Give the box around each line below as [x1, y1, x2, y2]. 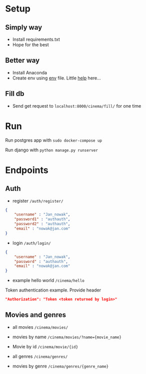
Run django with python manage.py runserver [5, 147, 98, 153]
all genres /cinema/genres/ [12, 353, 68, 359]
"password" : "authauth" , [14, 259, 68, 264]
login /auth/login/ [12, 240, 51, 246]
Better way [5, 56, 40, 65]
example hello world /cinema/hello [12, 277, 85, 284]
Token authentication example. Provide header [5, 287, 101, 293]
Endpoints [5, 164, 48, 176]
